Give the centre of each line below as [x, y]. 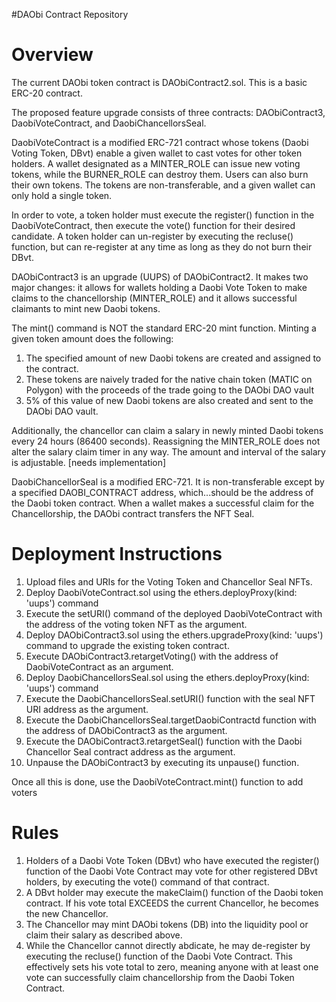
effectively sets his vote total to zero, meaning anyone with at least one [172, 966]
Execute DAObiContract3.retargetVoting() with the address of [152, 656]
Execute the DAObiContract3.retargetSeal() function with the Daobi [164, 741]
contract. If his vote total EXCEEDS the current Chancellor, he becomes [172, 903]
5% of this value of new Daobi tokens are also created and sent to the [169, 400]
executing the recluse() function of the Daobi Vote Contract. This [159, 956]
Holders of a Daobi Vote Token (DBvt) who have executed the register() [172, 860]
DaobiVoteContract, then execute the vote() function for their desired [153, 225]
